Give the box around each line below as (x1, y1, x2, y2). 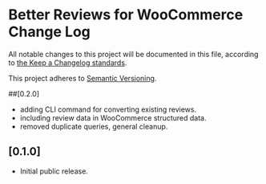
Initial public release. (19, 166, 88, 176)
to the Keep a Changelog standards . (8, 58, 127, 67)
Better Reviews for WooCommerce (8, 6, 244, 24)
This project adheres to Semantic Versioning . (8, 73, 157, 83)
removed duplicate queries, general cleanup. (19, 121, 168, 131)
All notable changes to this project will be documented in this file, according (8, 49, 259, 59)
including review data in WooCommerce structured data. (19, 112, 207, 122)
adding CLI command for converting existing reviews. (19, 104, 197, 114)
